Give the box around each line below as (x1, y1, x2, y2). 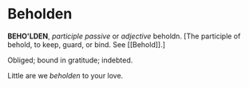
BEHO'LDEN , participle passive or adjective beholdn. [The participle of (7, 31, 241, 41)
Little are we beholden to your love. (7, 70, 124, 80)
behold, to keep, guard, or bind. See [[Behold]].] (7, 39, 165, 49)
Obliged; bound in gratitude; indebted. (7, 55, 133, 65)
